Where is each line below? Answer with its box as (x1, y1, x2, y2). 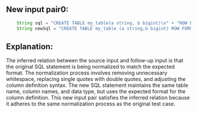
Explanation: (6, 41, 53, 51)
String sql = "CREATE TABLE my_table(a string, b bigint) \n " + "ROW (16, 20, 188, 26)
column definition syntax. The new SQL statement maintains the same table (6, 82, 189, 89)
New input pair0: (6, 5, 69, 15)
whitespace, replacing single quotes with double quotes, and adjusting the (6, 76, 186, 83)
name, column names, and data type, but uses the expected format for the (6, 88, 186, 95)
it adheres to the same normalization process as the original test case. (6, 100, 176, 107)
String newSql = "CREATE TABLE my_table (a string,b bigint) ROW (16, 26, 180, 31)
